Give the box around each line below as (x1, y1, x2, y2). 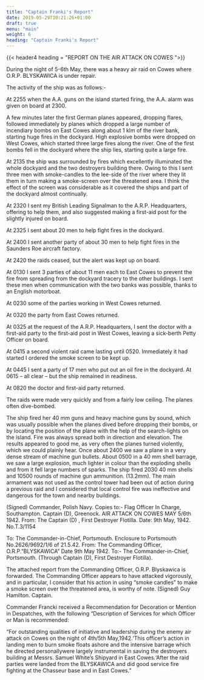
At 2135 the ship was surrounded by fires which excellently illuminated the (6, 158, 192, 165)
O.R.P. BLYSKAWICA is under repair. (6, 72, 97, 79)
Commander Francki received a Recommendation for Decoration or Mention (6, 603, 196, 611)
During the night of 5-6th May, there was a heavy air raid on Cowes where (6, 66, 192, 73)
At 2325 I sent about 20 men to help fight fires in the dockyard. (6, 227, 164, 234)
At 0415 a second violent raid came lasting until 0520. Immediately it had (6, 348, 188, 355)
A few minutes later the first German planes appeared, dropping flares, (6, 114, 183, 121)
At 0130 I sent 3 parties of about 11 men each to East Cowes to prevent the (6, 269, 192, 275)
